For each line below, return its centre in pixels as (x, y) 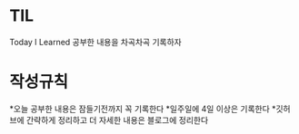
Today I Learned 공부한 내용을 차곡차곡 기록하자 (95, 42)
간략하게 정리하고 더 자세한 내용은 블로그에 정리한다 (117, 120)
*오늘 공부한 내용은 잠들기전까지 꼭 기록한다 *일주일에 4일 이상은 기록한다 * (143, 109)
